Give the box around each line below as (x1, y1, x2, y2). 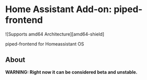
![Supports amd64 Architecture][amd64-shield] (5, 31, 104, 37)
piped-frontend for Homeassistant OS (5, 41, 85, 47)
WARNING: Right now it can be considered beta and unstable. (5, 69, 138, 75)
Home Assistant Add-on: (5, 4, 112, 15)
